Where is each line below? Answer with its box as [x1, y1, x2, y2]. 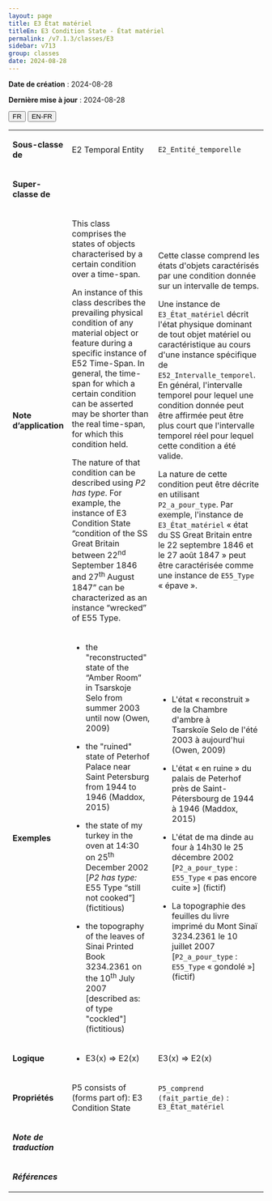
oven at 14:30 [85, 840, 139, 851]
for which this [71, 428, 124, 440]
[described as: [85, 993, 141, 1004]
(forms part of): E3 [71, 1092, 143, 1104]
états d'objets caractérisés [157, 260, 259, 271]
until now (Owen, [85, 712, 151, 723]
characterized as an [71, 592, 147, 603]
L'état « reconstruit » [171, 693, 250, 705]
